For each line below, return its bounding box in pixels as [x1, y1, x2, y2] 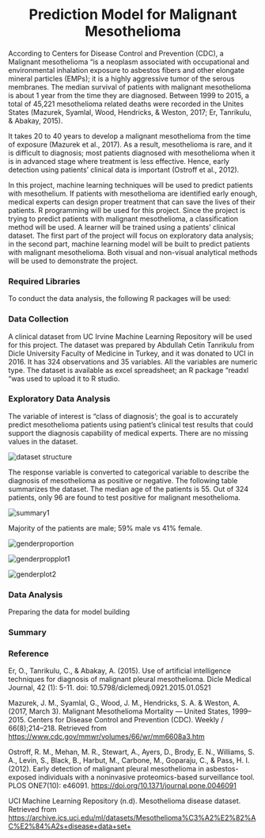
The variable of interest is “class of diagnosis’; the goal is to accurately [8, 411, 239, 421]
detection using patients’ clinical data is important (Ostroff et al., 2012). [8, 165, 240, 174]
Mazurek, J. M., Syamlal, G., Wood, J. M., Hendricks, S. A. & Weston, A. [8, 699, 240, 708]
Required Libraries [8, 276, 81, 287]
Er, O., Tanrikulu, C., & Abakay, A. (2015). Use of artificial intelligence [8, 666, 232, 676]
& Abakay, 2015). [8, 116, 63, 125]
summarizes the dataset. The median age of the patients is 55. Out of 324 [8, 484, 249, 493]
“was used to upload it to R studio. [8, 374, 120, 383]
